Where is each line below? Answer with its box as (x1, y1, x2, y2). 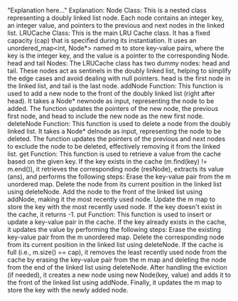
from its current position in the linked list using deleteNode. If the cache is (7, 241, 224, 248)
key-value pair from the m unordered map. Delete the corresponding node (7, 233, 225, 241)
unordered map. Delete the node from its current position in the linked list (7, 180, 222, 188)
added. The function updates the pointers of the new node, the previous (7, 105, 219, 112)
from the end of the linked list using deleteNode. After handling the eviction (7, 263, 227, 271)
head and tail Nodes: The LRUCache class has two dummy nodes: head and (7, 59, 230, 67)
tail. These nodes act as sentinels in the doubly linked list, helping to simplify (7, 67, 232, 75)
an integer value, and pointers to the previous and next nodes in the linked (7, 21, 225, 29)
